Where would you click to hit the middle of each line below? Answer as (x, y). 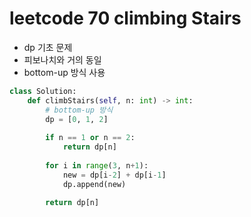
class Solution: (43, 91)
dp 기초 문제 (48, 47)
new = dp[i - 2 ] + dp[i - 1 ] (114, 175)
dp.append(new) (94, 184)
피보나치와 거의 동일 (62, 59)
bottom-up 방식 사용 (64, 72)
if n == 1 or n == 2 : (90, 138)
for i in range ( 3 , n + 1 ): (97, 165)
